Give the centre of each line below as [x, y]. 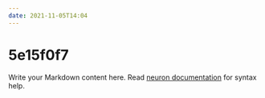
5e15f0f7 [39, 55]
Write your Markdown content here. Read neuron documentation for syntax [132, 77]
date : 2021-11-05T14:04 [48, 16]
